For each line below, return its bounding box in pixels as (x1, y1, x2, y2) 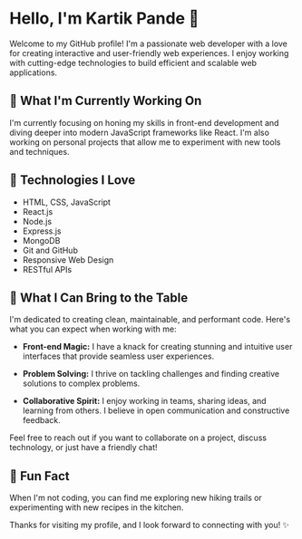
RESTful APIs (22, 264, 73, 274)
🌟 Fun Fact (9, 468, 70, 484)
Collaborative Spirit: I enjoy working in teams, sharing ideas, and (22, 396, 267, 407)
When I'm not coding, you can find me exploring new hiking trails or (9, 493, 263, 504)
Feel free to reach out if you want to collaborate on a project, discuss (9, 432, 268, 443)
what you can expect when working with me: (9, 323, 177, 334)
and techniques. (9, 146, 70, 157)
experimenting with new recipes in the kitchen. (9, 502, 184, 513)
